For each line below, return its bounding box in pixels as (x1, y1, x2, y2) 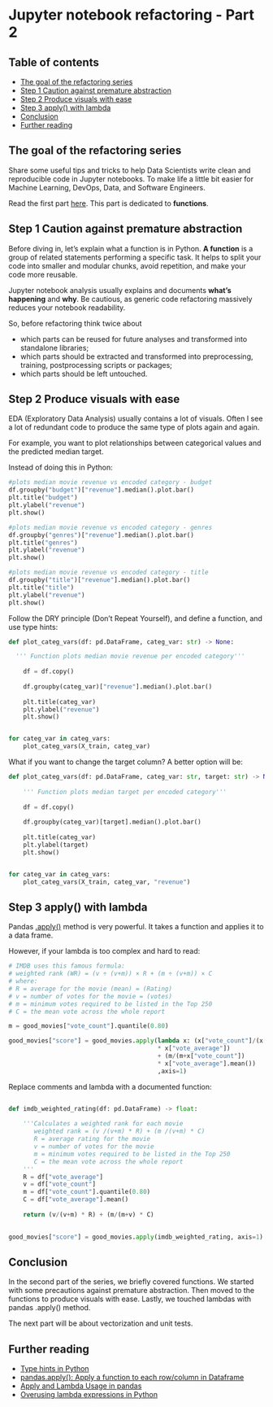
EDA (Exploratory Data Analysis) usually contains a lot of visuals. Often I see (8, 413, 263, 424)
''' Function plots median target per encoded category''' (23, 788, 227, 796)
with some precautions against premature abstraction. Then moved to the (8, 1286, 254, 1296)
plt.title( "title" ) (8, 583, 75, 592)
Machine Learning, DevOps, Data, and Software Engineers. (8, 182, 206, 192)
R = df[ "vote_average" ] (23, 1173, 104, 1181)
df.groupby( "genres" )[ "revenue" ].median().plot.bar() (8, 531, 195, 539)
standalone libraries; (19, 343, 89, 352)
